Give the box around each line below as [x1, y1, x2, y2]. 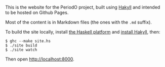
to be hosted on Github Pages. [5, 9, 69, 15]
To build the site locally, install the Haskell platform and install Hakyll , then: [5, 29, 160, 34]
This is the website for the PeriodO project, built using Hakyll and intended [5, 4, 160, 10]
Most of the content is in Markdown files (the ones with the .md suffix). [5, 19, 152, 25]
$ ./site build [5, 43, 37, 48]
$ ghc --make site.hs [5, 38, 51, 43]
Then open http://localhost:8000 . [5, 56, 74, 62]
